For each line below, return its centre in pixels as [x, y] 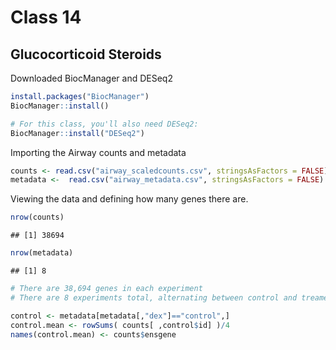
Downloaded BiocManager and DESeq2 [91, 78]
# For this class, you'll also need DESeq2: [104, 124]
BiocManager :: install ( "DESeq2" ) [77, 133]
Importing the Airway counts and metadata [98, 152]
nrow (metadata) [42, 253]
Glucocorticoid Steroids [86, 54]
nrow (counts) [37, 217]
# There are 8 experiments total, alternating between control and [154, 297]
